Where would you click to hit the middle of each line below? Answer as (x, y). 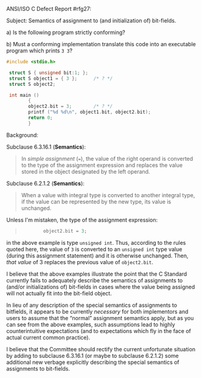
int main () (24, 95)
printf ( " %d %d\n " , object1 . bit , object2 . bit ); (89, 112)
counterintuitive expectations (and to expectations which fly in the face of (99, 331)
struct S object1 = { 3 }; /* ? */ (61, 79)
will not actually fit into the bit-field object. (59, 293)
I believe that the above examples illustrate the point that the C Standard (97, 274)
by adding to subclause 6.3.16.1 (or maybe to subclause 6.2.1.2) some (92, 355)
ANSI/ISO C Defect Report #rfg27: (49, 9)
